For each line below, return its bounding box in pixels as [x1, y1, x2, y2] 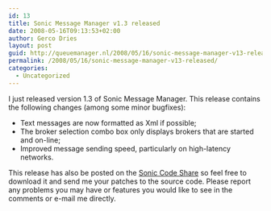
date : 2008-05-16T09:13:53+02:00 [8, 27, 121, 35]
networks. [19, 152, 54, 162]
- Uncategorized [15, 72, 70, 80]
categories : [8, 64, 48, 72]
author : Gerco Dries [8, 34, 78, 43]
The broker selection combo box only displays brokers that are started [19, 126, 254, 136]
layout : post [8, 42, 52, 50]
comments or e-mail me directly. [8, 193, 117, 203]
